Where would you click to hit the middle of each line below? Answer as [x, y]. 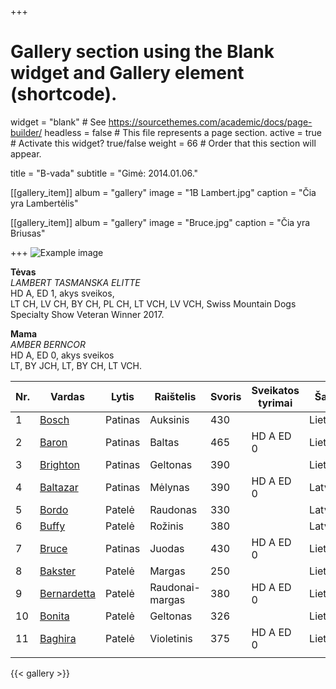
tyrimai [275, 403]
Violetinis [171, 638]
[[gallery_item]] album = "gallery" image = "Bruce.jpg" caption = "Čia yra [160, 222]
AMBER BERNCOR [48, 344]
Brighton [59, 464]
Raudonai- [175, 587]
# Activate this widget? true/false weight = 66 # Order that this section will [163, 143]
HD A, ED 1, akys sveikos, [62, 293]
